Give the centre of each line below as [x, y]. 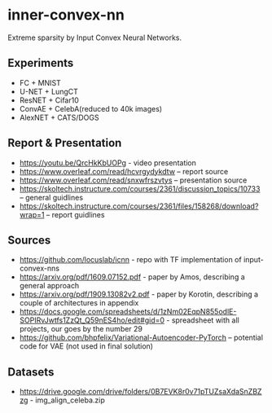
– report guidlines [75, 214]
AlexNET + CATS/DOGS [59, 117]
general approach [49, 286]
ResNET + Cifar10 [49, 100]
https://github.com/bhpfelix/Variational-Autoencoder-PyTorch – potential [141, 338]
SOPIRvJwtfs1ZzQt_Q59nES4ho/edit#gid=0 [92, 320]
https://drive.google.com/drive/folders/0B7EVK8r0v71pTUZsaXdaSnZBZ [140, 392]
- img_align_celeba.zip [67, 400]
